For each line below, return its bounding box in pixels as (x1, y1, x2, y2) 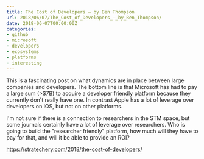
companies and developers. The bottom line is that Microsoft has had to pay (6, 83, 198, 90)
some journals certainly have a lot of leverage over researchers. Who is (6, 121, 185, 128)
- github (6, 32, 29, 38)
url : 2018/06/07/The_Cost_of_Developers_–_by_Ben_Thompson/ (6, 15, 163, 21)
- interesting (6, 60, 43, 66)
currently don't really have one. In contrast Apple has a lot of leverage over (6, 96, 194, 104)
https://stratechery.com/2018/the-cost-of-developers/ (6, 146, 142, 153)
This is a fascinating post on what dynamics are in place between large (6, 77, 185, 84)
